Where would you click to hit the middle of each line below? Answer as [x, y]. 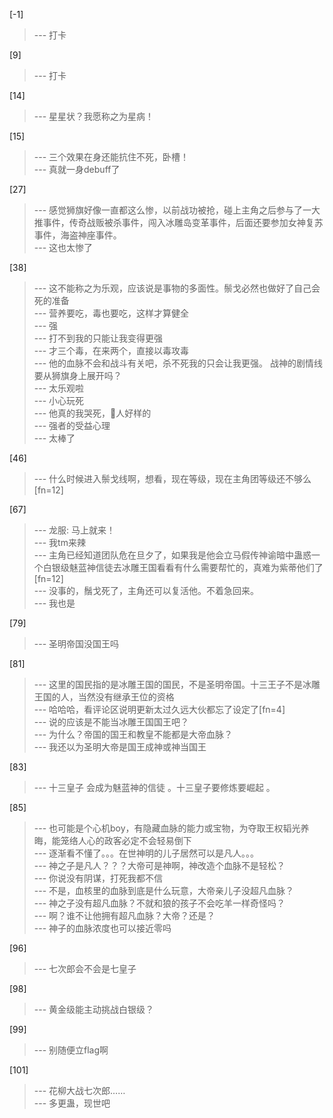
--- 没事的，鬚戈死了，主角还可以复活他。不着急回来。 [146, 590]
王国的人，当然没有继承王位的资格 [104, 697]
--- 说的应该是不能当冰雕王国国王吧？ [111, 722]
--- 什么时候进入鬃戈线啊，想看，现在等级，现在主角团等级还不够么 [172, 478]
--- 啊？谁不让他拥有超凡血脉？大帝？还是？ [124, 915]
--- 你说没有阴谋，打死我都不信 [98, 878]
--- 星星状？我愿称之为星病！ [94, 116]
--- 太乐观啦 [59, 388]
